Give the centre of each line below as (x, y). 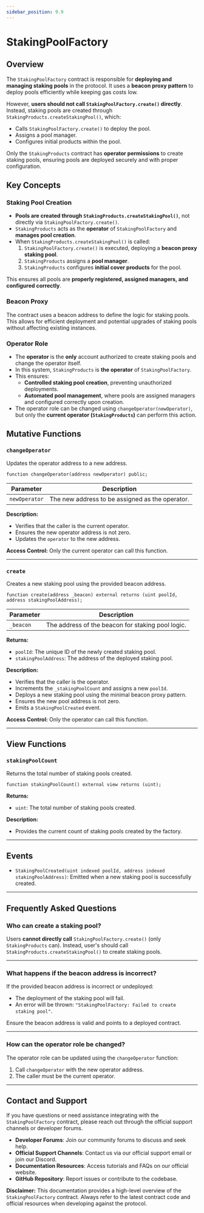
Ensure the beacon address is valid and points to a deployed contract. (94, 1023)
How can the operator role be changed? (66, 1044)
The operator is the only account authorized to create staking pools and (105, 356)
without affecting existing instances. (52, 328)
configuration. (24, 166)
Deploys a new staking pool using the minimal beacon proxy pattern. (101, 695)
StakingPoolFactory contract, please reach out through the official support (99, 1122)
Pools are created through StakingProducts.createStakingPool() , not (102, 216)
